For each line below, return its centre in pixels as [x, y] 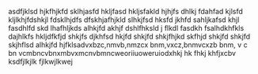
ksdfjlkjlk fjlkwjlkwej [41, 61]
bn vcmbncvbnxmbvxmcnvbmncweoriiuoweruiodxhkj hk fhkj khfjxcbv [122, 53]
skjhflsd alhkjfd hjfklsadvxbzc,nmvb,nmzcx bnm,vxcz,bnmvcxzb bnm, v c [128, 45]
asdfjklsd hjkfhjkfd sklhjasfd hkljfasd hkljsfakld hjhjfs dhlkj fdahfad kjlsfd [126, 11]
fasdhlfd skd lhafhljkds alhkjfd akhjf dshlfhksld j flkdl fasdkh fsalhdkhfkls [126, 28]
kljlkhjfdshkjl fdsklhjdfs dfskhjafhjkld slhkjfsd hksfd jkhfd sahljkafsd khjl [124, 20]
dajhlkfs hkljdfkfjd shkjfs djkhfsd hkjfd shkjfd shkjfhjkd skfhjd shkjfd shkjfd [129, 36]
